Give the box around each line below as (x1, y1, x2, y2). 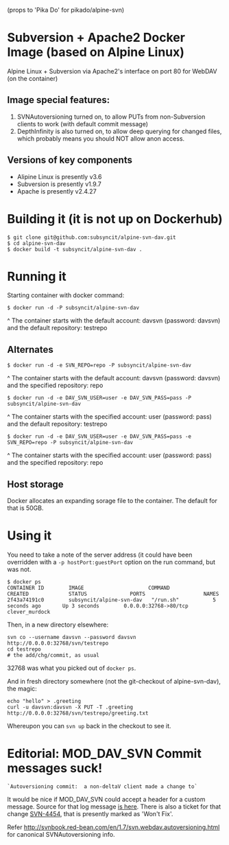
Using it (7, 528, 52, 544)
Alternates (7, 343, 53, 356)
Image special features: (7, 94, 110, 106)
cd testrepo (7, 646, 41, 653)
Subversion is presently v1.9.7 (16, 180, 101, 188)
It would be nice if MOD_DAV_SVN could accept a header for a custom (7, 795, 206, 803)
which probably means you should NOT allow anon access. (16, 134, 185, 143)
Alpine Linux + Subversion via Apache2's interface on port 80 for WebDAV (7, 67, 217, 75)
